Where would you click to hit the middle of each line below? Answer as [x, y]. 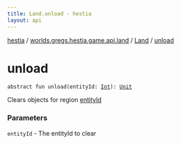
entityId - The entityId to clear [52, 133]
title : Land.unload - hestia [49, 14]
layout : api [24, 20]
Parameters [27, 118]
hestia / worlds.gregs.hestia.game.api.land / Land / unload [90, 40]
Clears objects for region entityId [55, 100]
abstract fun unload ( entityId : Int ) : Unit [70, 87]
